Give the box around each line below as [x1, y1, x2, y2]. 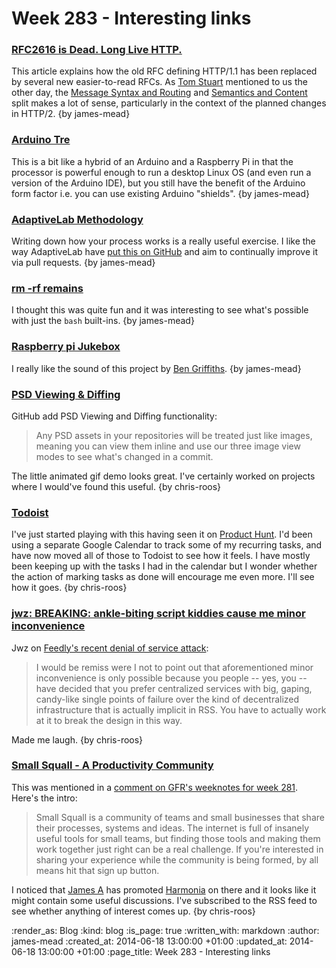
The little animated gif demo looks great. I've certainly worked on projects [11, 470, 316, 482]
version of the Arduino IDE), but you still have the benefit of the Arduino [11, 177, 306, 189]
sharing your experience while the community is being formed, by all [35, 853, 319, 866]
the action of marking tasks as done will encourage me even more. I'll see [11, 571, 315, 583]
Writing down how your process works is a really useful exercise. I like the [11, 235, 316, 247]
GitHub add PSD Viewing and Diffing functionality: [11, 410, 218, 422]
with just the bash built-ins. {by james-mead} [11, 315, 195, 327]
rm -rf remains [11, 282, 84, 295]
